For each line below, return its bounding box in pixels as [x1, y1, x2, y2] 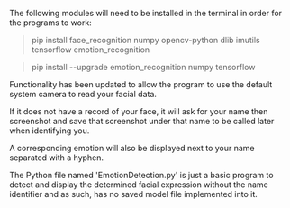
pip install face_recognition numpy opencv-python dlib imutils [31, 35, 260, 45]
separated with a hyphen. [9, 152, 104, 163]
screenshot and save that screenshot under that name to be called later [9, 116, 275, 126]
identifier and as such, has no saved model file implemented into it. [9, 189, 258, 199]
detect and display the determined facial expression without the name [9, 179, 268, 190]
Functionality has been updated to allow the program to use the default [9, 79, 273, 89]
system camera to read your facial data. [9, 89, 158, 99]
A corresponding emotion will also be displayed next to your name [9, 143, 255, 153]
